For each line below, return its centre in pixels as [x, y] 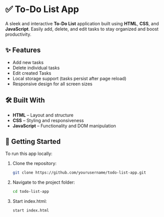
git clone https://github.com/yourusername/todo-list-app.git [79, 173]
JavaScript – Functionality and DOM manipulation [64, 126]
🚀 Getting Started [33, 142]
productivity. [18, 34]
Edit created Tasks [32, 73]
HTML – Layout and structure [43, 115]
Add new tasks [28, 62]
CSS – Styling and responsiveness [48, 120]
